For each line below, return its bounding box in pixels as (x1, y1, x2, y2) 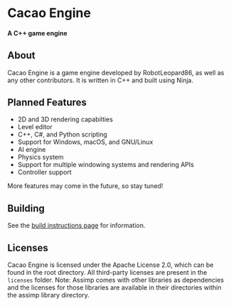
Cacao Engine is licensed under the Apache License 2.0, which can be (7, 261, 214, 269)
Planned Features (7, 96, 87, 108)
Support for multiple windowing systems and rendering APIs (17, 160, 194, 169)
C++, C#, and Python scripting (17, 130, 108, 139)
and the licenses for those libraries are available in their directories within (7, 283, 222, 292)
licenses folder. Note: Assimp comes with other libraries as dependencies (7, 275, 225, 285)
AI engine (17, 146, 46, 154)
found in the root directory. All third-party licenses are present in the (7, 268, 208, 277)
